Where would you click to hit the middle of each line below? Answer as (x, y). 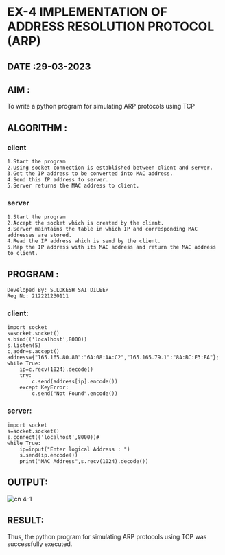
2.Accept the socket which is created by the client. (86, 223)
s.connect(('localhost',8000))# (53, 437)
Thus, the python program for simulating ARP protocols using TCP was (107, 537)
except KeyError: (44, 388)
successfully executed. (40, 544)
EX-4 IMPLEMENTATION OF (87, 12)
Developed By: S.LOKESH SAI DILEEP (58, 290)
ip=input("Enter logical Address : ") (75, 449)
